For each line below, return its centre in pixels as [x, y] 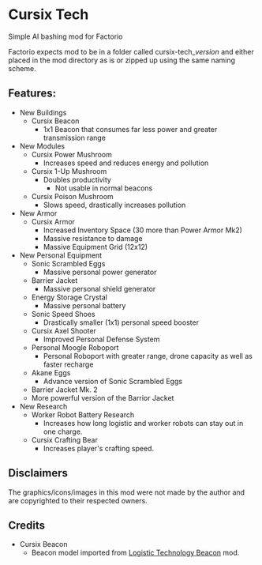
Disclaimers [38, 473]
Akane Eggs [51, 372]
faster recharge [68, 364]
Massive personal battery [84, 305]
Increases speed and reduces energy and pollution [126, 163]
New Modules [42, 146]
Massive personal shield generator [99, 288]
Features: [32, 94]
